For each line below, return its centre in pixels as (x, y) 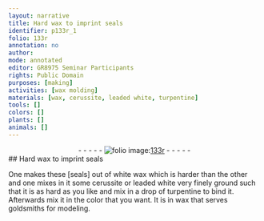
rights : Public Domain (46, 75)
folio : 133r (28, 38)
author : (21, 53)
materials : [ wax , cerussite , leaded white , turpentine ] (103, 98)
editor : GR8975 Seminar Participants (71, 68)
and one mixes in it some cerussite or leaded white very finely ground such (132, 183)
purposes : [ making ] (41, 82)
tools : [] (25, 105)
